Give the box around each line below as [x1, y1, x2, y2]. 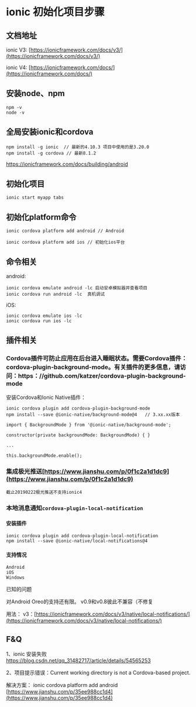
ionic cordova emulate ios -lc [6, 313, 82, 319]
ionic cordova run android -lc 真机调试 [6, 291, 105, 298]
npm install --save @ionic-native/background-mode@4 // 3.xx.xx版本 [6, 411, 180, 418]
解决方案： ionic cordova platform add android [6, 682, 118, 689]
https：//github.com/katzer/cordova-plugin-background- [18, 372, 186, 380]
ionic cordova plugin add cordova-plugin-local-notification [6, 533, 159, 539]
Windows [6, 575, 25, 580]
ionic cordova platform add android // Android [6, 228, 125, 234]
